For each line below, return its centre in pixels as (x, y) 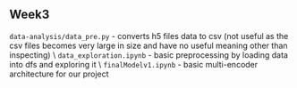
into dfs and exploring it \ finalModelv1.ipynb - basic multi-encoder (134, 64)
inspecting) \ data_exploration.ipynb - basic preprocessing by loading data (149, 55)
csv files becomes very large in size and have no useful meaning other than (148, 45)
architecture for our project (59, 74)
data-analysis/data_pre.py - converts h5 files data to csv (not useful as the (149, 36)
